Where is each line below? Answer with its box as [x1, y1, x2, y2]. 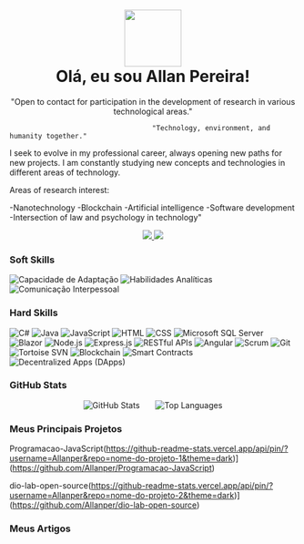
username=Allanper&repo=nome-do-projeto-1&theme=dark [9, 453, 234, 464]
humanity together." [9, 131, 88, 140]
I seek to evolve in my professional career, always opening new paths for [9, 147, 282, 159]
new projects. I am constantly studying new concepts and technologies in [9, 157, 286, 168]
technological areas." [113, 106, 193, 117]
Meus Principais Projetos [9, 422, 123, 435]
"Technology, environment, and [151, 123, 271, 132]
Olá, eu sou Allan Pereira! [56, 67, 250, 87]
